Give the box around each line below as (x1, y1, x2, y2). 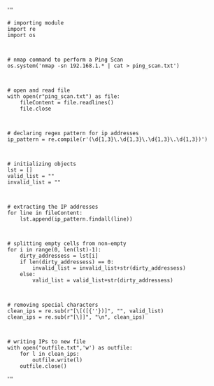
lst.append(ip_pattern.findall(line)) (20, 216, 133, 223)
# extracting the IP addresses (7, 203, 99, 210)
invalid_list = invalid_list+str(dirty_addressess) (32, 265, 187, 272)
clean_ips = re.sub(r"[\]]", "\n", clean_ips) (7, 314, 145, 321)
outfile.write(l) (32, 357, 83, 364)
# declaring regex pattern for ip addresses (7, 130, 139, 137)
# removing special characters (7, 301, 99, 308)
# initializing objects (7, 160, 77, 167)
